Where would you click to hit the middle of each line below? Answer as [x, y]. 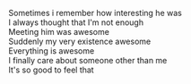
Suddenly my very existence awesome [80, 41]
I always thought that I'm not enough [76, 22]
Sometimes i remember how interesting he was [95, 13]
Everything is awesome [52, 51]
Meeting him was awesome [59, 32]
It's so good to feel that [52, 70]
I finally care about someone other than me [88, 60]
